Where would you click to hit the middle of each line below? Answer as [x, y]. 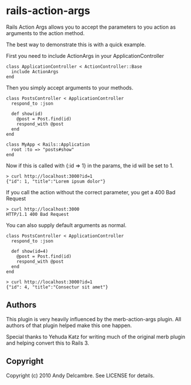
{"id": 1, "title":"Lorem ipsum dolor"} [56, 181]
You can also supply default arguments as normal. [66, 225]
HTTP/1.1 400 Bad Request [37, 214]
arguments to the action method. [45, 33]
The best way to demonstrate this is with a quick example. [76, 44]
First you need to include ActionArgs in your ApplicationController [85, 56]
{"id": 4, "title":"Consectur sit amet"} [57, 287]
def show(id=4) [30, 251]
